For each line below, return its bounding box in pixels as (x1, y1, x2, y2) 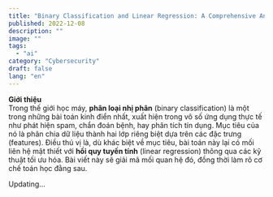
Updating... (8, 179, 46, 189)
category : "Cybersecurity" (8, 58, 100, 66)
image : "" (8, 34, 42, 43)
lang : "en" (8, 72, 45, 80)
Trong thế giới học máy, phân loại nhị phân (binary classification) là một (8, 103, 249, 113)
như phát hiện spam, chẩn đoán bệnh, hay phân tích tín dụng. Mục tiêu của (8, 120, 260, 130)
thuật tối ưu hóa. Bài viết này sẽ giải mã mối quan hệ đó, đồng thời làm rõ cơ (8, 155, 262, 165)
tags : (8, 42, 27, 50)
